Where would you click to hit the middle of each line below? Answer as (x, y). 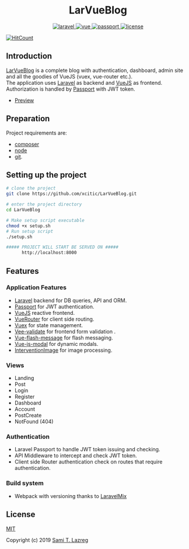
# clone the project (31, 188)
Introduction (29, 56)
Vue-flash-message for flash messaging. (64, 338)
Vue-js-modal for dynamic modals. (56, 344)
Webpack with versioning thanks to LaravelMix (71, 496)
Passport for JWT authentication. (54, 306)
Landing (24, 378)
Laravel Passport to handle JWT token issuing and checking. (87, 450)
